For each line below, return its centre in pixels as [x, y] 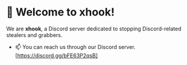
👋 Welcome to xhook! [60, 12]
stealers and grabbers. [34, 35]
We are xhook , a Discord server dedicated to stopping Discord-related [94, 29]
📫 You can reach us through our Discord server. [75, 47]
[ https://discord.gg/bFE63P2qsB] [56, 55]
